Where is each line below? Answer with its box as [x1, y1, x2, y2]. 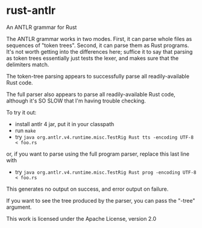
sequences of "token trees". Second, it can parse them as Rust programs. [6, 42, 189, 49]
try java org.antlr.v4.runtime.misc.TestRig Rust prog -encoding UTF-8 [14, 168, 197, 176]
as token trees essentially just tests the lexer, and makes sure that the [6, 54, 179, 62]
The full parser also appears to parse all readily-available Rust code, [6, 90, 176, 98]
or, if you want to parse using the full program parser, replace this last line [6, 150, 190, 157]
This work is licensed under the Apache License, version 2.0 [6, 215, 157, 222]
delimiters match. [6, 61, 49, 68]
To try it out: [6, 109, 37, 116]
